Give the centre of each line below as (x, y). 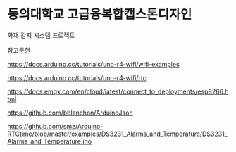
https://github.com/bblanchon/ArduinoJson (70, 113)
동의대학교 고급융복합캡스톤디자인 (100, 14)
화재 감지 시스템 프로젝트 (41, 35)
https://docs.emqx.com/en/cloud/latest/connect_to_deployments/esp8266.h (118, 91)
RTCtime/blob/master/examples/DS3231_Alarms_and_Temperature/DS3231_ (117, 134)
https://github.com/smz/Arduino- (55, 126)
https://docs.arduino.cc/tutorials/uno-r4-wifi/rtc (77, 77)
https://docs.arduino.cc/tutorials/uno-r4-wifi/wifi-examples (93, 64)
